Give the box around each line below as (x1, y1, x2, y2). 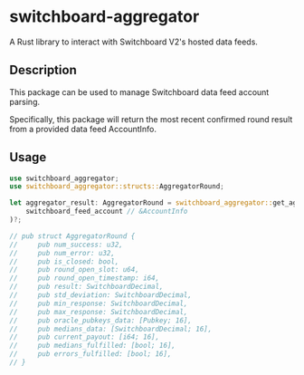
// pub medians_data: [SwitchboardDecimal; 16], (9, 324, 213, 333)
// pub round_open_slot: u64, (9, 265, 140, 274)
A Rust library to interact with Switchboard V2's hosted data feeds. (9, 36, 258, 47)
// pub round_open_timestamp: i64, (9, 274, 160, 283)
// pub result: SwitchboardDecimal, (9, 283, 165, 292)
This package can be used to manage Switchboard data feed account (9, 86, 270, 97)
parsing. (9, 96, 41, 107)
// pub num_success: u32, (9, 240, 124, 249)
